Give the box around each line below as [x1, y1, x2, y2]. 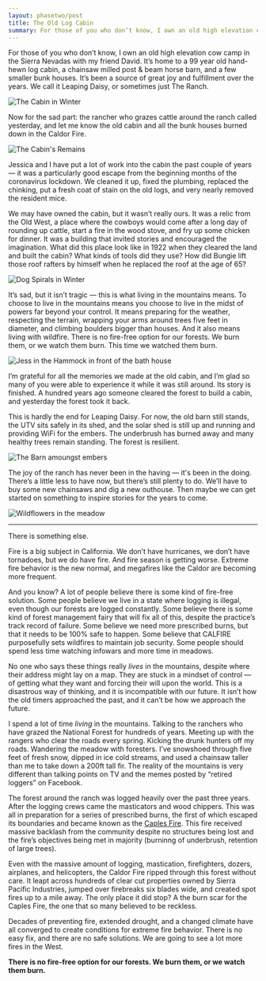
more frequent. [8, 572, 58, 582]
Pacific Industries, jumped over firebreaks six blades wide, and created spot [8, 884, 256, 894]
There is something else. [8, 532, 89, 541]
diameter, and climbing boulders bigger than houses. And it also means [8, 324, 241, 334]
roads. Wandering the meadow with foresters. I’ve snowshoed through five [8, 744, 253, 754]
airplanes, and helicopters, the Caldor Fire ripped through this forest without [8, 868, 256, 877]
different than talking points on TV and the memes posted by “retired [8, 769, 233, 779]
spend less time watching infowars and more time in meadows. [8, 647, 214, 656]
